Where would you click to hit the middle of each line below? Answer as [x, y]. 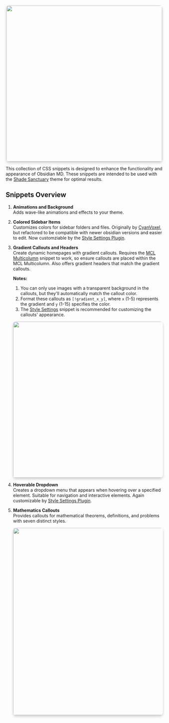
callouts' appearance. [43, 315]
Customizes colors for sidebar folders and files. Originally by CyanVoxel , [87, 227]
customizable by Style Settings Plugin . [52, 500]
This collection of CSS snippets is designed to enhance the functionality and [84, 169]
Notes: [20, 278]
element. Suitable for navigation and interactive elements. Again [79, 495]
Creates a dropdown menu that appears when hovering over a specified [87, 490]
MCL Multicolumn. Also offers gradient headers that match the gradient [86, 263]
